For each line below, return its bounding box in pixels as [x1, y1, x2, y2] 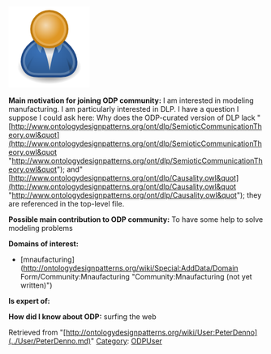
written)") [19, 280, 53, 290]
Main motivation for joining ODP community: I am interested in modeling [8, 96, 254, 105]
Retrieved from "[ [8, 327, 67, 337]
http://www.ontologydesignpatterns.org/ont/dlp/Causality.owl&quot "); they [11, 190, 262, 200]
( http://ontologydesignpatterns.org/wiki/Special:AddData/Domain [19, 263, 239, 273]
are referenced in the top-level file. [8, 199, 125, 208]
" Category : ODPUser [90, 336, 162, 346]
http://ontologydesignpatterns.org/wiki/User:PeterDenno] [65, 327, 258, 337]
